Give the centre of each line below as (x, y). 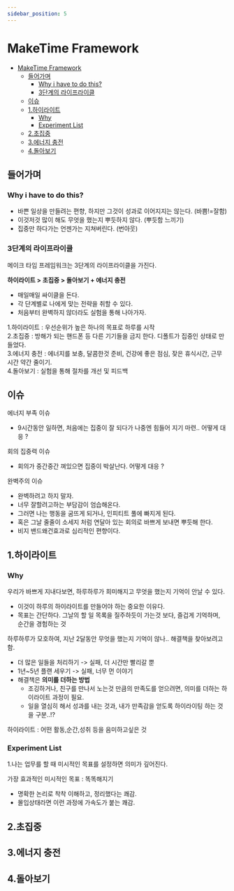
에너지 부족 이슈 (29, 413)
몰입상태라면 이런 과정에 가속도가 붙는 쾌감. (76, 803)
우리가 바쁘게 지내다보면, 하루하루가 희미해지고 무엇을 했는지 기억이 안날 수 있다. (116, 592)
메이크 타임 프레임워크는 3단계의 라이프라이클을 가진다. (82, 265)
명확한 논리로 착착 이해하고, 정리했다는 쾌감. (77, 794)
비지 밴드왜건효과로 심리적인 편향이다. (69, 531)
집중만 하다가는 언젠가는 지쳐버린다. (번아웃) (78, 229)
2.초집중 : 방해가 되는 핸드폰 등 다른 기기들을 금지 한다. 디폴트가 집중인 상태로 (112, 335)
